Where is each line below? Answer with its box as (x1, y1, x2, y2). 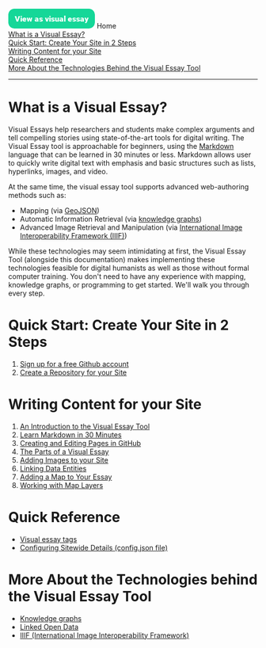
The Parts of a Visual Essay (19, 447, 109, 456)
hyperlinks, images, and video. (8, 166, 108, 176)
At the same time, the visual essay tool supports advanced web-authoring (8, 181, 249, 191)
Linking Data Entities (19, 463, 87, 473)
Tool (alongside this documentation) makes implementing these (8, 254, 215, 264)
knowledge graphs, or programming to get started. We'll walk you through (8, 280, 249, 289)
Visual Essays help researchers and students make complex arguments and (8, 124, 255, 134)
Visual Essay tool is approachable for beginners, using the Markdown (8, 141, 234, 151)
